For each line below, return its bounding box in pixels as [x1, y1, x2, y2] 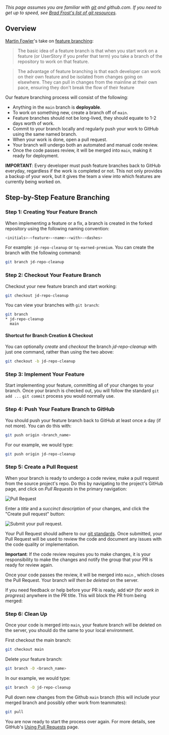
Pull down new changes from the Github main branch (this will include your [5, 694, 160, 700]
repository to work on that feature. [17, 58, 89, 64]
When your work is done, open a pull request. [12, 136, 107, 143]
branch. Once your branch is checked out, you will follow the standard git [5, 388, 159, 394]
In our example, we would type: [5, 675, 71, 681]
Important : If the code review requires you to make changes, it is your [5, 551, 151, 557]
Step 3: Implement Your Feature [5, 371, 85, 378]
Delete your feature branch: [5, 656, 63, 662]
